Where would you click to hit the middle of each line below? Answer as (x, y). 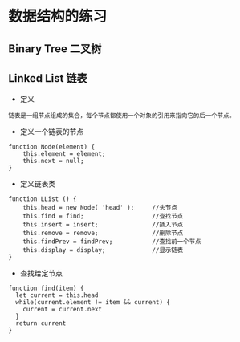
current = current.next (63, 310)
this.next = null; (53, 161)
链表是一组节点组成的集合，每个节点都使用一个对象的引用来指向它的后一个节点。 (122, 116)
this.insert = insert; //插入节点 (103, 225)
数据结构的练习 (58, 16)
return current (41, 324)
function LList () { (43, 199)
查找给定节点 (41, 273)
